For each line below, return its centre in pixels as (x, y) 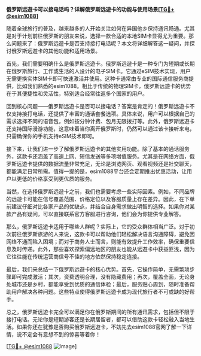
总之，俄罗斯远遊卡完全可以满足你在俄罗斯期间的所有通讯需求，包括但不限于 (100, 312)
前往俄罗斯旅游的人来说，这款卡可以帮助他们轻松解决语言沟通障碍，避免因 (103, 234)
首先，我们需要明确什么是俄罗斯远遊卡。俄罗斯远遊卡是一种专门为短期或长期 (100, 63)
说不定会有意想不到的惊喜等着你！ (58, 334)
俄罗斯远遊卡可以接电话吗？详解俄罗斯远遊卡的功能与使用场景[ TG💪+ (90, 9)
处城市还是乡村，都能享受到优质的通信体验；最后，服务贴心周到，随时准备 (98, 284)
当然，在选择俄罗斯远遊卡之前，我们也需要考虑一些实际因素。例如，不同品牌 (100, 191)
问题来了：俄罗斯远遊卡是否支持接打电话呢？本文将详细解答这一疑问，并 (100, 43)
